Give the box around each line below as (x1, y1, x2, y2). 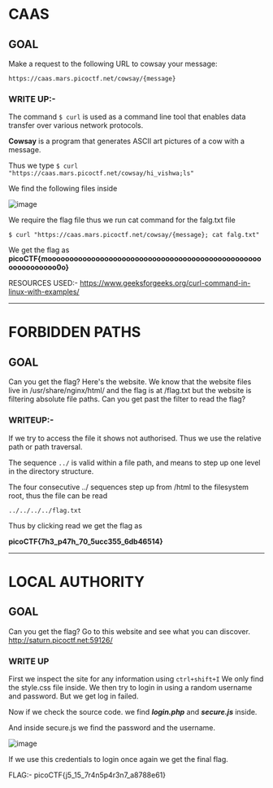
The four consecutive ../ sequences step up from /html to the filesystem (8, 482, 249, 492)
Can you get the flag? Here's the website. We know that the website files (8, 377, 252, 387)
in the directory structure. (8, 466, 94, 476)
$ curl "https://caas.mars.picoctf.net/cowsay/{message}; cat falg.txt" (8, 231, 260, 239)
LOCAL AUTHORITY (8, 572, 145, 591)
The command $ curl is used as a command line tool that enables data (8, 112, 246, 122)
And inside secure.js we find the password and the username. (8, 722, 215, 733)
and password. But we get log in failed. (8, 691, 139, 701)
